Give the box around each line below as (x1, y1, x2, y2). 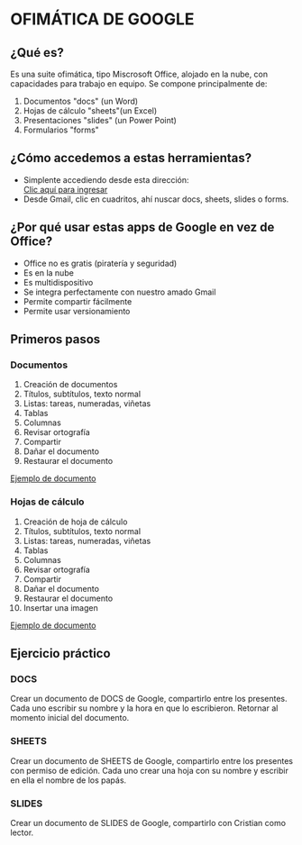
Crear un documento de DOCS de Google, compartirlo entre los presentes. (10, 694, 288, 704)
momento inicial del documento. (10, 713, 130, 723)
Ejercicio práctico (10, 646, 111, 661)
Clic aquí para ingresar (23, 184, 108, 195)
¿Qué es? (10, 45, 64, 60)
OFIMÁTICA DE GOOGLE (10, 9, 195, 30)
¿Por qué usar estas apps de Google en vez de (10, 220, 275, 235)
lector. (10, 827, 34, 838)
